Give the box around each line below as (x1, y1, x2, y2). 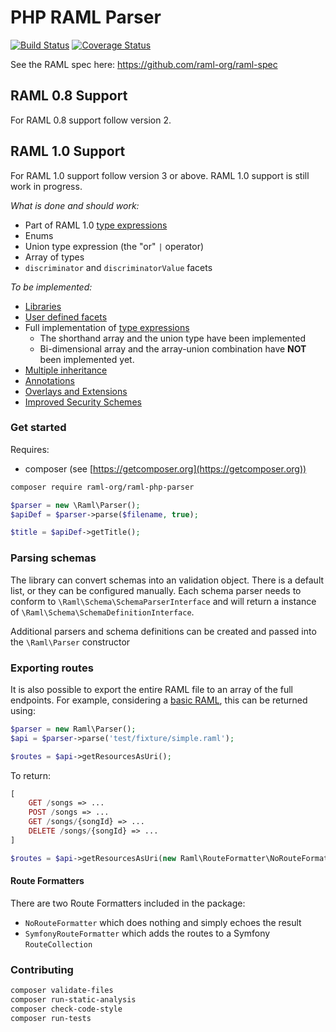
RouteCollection (24, 939, 93, 950)
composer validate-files (10, 986, 114, 996)
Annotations (24, 374, 75, 386)
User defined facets (24, 311, 108, 323)
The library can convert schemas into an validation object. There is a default (10, 574, 325, 586)
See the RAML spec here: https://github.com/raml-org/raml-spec (10, 58, 278, 70)
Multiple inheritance (24, 364, 108, 376)
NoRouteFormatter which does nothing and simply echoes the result (24, 916, 302, 928)
